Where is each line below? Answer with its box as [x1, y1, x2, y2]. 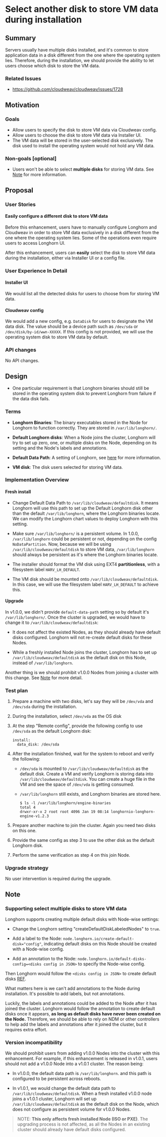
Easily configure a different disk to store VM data [5, 213, 108, 219]
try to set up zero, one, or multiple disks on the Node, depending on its [12, 440, 157, 445]
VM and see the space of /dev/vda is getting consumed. [19, 781, 135, 787]
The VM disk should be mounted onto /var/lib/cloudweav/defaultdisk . [12, 576, 159, 582]
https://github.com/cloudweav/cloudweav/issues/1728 [12, 86, 123, 92]
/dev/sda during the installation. [12, 703, 77, 710]
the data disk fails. [12, 396, 50, 402]
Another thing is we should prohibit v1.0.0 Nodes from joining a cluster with [5, 669, 159, 675]
